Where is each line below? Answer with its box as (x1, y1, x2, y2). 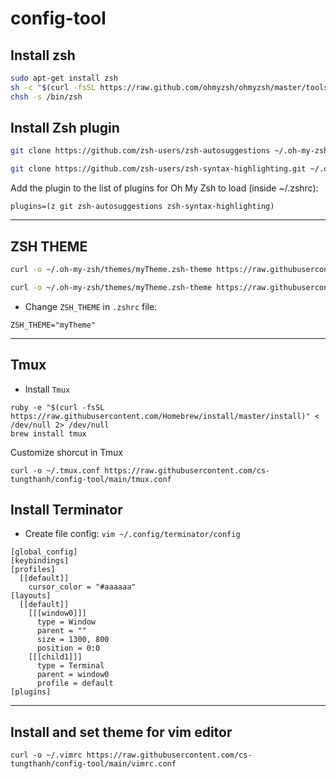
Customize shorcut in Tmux (10, 446, 123, 458)
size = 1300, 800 (36, 635, 110, 645)
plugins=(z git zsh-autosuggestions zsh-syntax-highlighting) (10, 202, 275, 212)
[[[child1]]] (28, 652, 83, 662)
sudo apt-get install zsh (10, 73, 118, 83)
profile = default (36, 678, 114, 689)
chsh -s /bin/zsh (10, 92, 83, 102)
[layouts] (10, 591, 52, 601)
